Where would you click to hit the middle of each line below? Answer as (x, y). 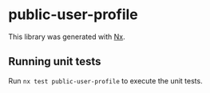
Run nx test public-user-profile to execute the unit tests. (105, 80)
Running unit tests (55, 62)
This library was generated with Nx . (67, 37)
